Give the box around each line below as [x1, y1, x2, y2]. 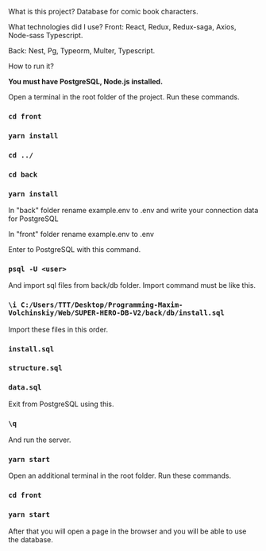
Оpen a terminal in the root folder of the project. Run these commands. [8, 92, 240, 102]
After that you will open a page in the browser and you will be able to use [8, 526, 247, 536]
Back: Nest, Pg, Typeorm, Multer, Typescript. [8, 46, 156, 55]
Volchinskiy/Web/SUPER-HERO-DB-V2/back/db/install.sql [8, 308, 225, 317]
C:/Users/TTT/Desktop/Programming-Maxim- [21, 301, 183, 309]
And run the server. [8, 435, 71, 444]
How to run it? [8, 61, 54, 71]
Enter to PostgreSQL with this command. [8, 244, 141, 254]
